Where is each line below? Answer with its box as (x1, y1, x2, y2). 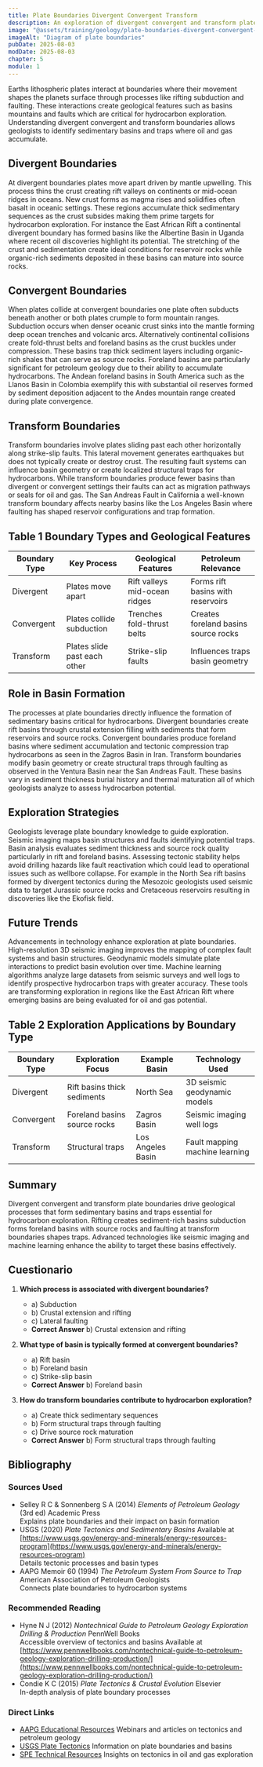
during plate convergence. (8, 397, 94, 406)
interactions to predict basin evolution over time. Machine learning (8, 962, 222, 971)
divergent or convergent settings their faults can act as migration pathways (8, 482, 250, 492)
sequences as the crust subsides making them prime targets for (8, 211, 214, 221)
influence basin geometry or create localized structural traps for (8, 465, 215, 475)
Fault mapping (186, 1136, 239, 1147)
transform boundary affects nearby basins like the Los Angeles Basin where (8, 499, 253, 508)
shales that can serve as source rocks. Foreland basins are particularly (22, 355, 250, 364)
